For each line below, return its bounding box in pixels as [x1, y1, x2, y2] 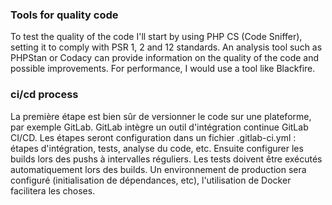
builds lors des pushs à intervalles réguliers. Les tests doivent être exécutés [10, 153, 323, 165]
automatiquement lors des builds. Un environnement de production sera [10, 163, 307, 175]
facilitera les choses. [10, 184, 96, 197]
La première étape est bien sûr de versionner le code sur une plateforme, [10, 110, 312, 122]
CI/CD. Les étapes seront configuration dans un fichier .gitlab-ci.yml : [10, 131, 297, 143]
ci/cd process [10, 88, 79, 102]
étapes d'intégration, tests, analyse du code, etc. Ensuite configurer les [10, 142, 304, 154]
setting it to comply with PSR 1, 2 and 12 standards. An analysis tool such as [10, 41, 323, 53]
